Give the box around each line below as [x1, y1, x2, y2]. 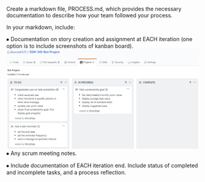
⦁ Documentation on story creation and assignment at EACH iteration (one [6, 36, 193, 42]
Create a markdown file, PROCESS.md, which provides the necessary [6, 6, 182, 12]
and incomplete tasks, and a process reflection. [6, 169, 127, 176]
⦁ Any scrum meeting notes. [6, 150, 77, 157]
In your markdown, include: [6, 24, 75, 31]
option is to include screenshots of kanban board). [6, 42, 133, 50]
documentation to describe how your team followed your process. [6, 12, 173, 19]
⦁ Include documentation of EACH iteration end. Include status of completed [6, 162, 198, 169]
